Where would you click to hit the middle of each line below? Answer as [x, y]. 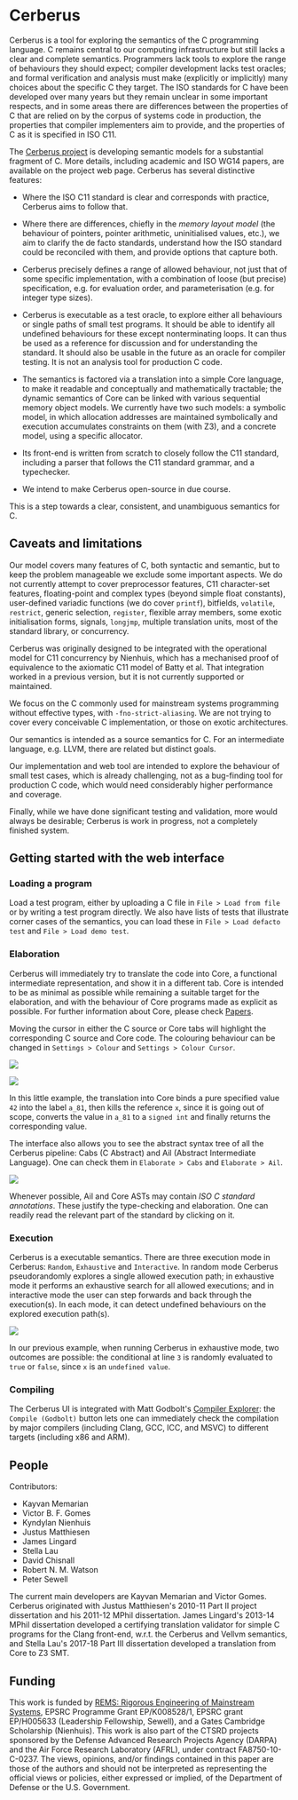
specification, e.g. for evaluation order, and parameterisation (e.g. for [148, 288]
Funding [32, 1681]
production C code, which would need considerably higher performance [141, 785]
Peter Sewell [45, 1579]
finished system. [39, 830]
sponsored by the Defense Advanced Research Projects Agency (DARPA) [143, 1740]
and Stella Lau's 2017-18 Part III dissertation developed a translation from [143, 1644]
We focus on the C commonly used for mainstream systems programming [144, 703]
